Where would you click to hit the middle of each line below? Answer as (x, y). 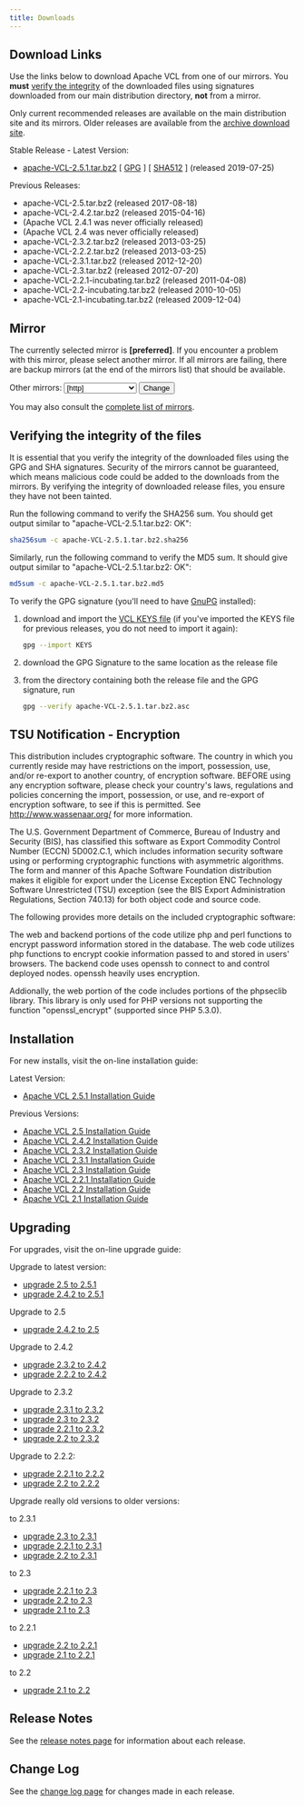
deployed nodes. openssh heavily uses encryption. (105, 973)
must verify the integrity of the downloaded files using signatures (132, 86)
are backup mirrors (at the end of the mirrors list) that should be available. (147, 370)
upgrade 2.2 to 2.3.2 (61, 1438)
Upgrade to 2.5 (38, 1312)
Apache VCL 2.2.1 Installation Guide (89, 1180)
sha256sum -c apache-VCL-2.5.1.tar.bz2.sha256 (99, 540)
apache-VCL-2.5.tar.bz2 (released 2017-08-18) (110, 203)
